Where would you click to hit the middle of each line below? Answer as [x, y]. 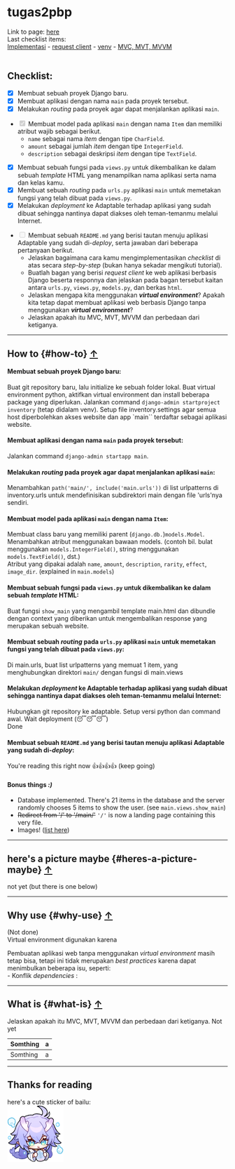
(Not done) [23, 932]
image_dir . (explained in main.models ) [61, 572]
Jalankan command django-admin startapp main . [78, 456]
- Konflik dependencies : [43, 975]
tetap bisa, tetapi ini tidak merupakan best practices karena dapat [102, 960]
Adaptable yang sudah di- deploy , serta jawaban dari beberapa [107, 243]
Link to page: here [33, 32]
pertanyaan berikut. [46, 251]
